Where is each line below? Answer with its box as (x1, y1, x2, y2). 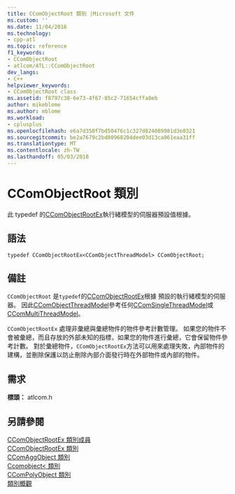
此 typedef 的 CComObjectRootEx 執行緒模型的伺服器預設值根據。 (7, 210, 195, 218)
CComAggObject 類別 (7, 453, 71, 462)
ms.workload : (7, 114, 45, 121)
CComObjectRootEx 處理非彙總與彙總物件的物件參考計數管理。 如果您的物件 (7, 325, 220, 333)
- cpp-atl (7, 36, 36, 43)
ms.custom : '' (7, 17, 49, 24)
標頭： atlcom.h (7, 393, 52, 402)
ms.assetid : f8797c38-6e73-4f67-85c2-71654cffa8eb (7, 95, 158, 102)
